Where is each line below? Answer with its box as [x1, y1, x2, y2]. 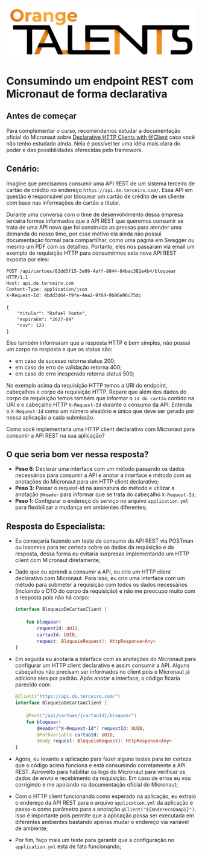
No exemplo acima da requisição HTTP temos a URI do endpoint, [6, 382, 168, 389]
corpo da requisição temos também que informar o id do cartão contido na [6, 394, 195, 401]
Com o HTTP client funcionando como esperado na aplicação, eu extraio [14, 793, 197, 800]
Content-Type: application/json [6, 286, 87, 292]
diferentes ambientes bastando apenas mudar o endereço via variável [14, 819, 189, 826]
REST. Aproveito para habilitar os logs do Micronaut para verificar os [14, 768, 186, 776]
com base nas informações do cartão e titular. [6, 199, 121, 206]
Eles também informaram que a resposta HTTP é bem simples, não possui [6, 339, 191, 346]
